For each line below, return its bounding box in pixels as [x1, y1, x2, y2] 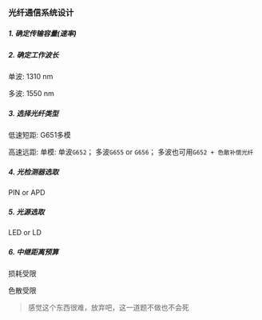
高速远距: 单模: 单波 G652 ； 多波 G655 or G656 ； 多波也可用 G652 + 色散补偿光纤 [8, 147, 254, 157]
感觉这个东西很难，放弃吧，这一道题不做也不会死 [27, 302, 189, 313]
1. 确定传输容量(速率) [8, 28, 77, 38]
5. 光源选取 [8, 206, 45, 217]
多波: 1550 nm [8, 89, 54, 98]
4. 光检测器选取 [8, 166, 59, 177]
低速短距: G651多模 [8, 130, 72, 140]
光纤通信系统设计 [8, 6, 74, 18]
